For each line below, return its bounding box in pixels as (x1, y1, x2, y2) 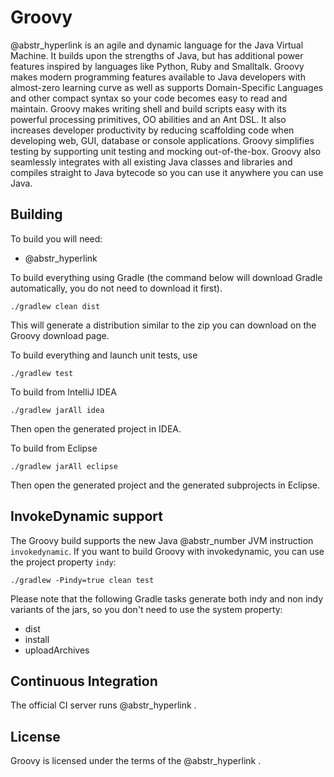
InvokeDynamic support (10, 508, 164, 525)
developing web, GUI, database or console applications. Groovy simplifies (10, 134, 315, 146)
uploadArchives (24, 644, 90, 656)
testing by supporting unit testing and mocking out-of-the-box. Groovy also (10, 145, 322, 157)
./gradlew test (10, 368, 74, 378)
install (24, 633, 50, 645)
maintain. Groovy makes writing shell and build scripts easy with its (10, 102, 287, 115)
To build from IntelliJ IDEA (10, 386, 117, 398)
